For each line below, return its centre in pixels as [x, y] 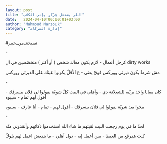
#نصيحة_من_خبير [21, 43]
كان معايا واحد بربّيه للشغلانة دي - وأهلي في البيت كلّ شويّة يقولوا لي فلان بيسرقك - [83, 92]
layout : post [19, 10]
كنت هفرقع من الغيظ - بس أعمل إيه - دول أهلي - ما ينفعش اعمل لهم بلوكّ [75, 136]
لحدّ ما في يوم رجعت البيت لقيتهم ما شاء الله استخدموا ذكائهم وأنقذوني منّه [75, 126]
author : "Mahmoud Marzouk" [34, 24]
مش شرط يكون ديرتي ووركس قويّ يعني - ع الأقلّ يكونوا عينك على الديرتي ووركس [83, 72]
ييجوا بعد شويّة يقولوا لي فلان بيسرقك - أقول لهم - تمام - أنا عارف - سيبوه [75, 107]
